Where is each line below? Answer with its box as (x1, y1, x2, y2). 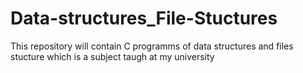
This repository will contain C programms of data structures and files (10, 40, 294, 52)
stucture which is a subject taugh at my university (10, 50, 215, 62)
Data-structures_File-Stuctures (10, 7, 278, 30)
